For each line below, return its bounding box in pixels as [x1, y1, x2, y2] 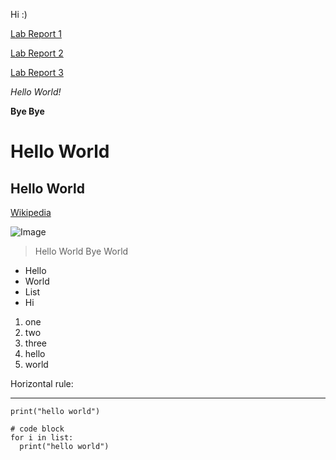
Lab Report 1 [10, 28, 62, 39]
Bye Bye [10, 105, 45, 117]
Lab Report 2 [10, 47, 64, 59]
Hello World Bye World [34, 245, 129, 257]
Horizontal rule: [10, 378, 74, 389]
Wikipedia [10, 207, 52, 218]
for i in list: [10, 433, 74, 443]
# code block [10, 424, 65, 434]
